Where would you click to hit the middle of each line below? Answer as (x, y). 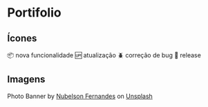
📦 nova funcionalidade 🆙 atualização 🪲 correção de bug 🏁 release (104, 55)
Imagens (26, 80)
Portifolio (34, 13)
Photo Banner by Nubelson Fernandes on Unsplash (80, 96)
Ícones (22, 38)
